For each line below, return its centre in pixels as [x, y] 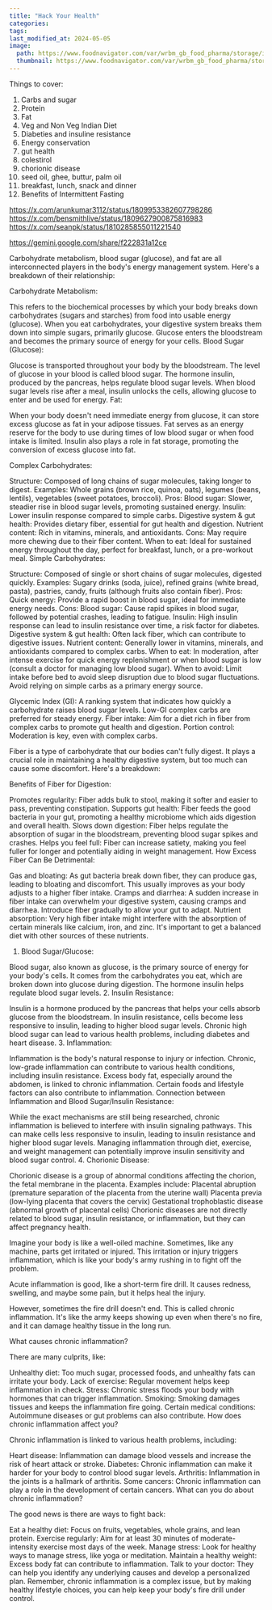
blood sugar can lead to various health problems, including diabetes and [129, 1034]
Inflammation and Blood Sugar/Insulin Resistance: [92, 1101]
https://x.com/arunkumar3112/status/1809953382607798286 [111, 209]
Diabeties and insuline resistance [76, 133]
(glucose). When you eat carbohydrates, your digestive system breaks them [135, 323]
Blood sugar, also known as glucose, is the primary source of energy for [129, 967]
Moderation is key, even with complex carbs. [84, 735]
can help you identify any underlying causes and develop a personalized [130, 1572]
